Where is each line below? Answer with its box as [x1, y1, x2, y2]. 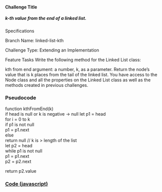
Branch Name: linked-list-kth [5, 37, 64, 43]
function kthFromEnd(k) [5, 106, 54, 112]
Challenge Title [5, 4, 37, 10]
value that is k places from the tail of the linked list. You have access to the [5, 71, 158, 77]
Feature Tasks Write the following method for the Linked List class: [5, 57, 141, 63]
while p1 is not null [5, 148, 43, 154]
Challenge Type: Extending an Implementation [5, 47, 100, 53]
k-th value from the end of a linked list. [5, 15, 87, 21]
